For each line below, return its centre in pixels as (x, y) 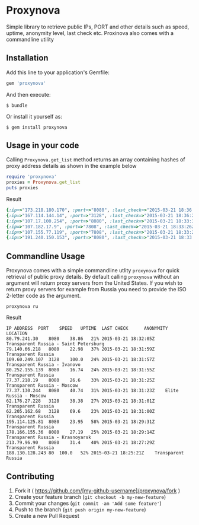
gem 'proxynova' (26, 83)
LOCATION (17, 334)
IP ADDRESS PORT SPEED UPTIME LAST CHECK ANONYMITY (87, 329)
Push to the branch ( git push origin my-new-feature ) (80, 509)
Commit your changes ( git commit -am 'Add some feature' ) (88, 503)
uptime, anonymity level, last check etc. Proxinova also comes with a (90, 33)
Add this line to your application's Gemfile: (58, 72)
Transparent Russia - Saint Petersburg (55, 344)
